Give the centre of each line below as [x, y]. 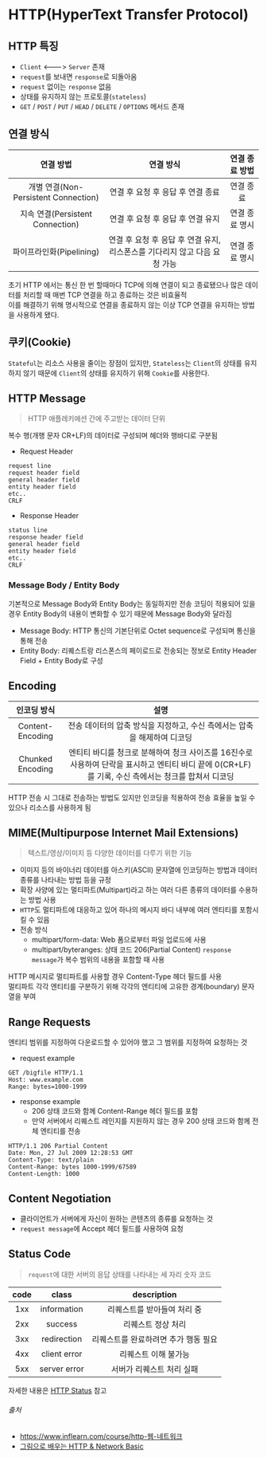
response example [50, 1102]
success [62, 1323]
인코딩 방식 [35, 709]
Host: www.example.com [46, 1080]
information [62, 1309]
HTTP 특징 [33, 46]
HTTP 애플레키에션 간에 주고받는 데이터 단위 [96, 419]
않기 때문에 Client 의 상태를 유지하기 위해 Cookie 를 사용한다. [116, 373]
